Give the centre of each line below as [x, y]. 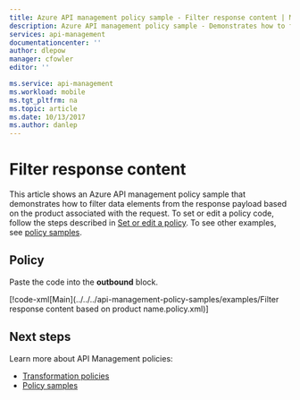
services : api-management [57, 34]
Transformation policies [66, 376]
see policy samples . [46, 233]
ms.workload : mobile [48, 92]
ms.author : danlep [43, 125]
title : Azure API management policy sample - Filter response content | [147, 17]
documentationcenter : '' [55, 43]
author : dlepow [37, 51]
